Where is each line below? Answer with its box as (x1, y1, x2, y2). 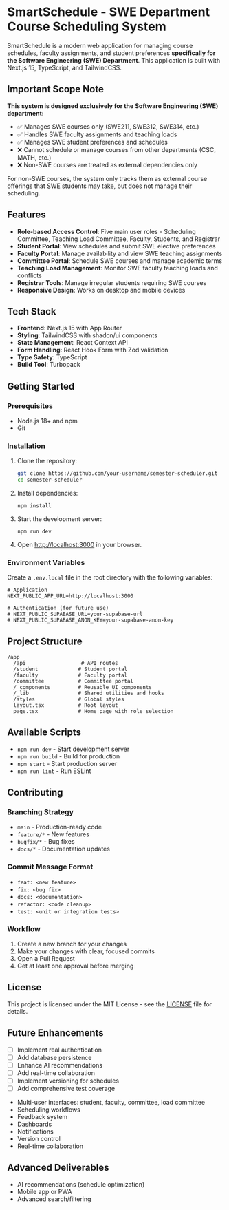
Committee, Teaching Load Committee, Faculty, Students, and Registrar (17, 235, 221, 243)
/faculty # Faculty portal (13, 672, 128, 679)
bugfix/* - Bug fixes (17, 838, 75, 846)
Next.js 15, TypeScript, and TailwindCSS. (7, 63, 122, 72)
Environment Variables (7, 558, 85, 567)
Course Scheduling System (7, 19, 166, 34)
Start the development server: (17, 514, 102, 523)
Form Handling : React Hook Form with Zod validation (17, 346, 168, 354)
